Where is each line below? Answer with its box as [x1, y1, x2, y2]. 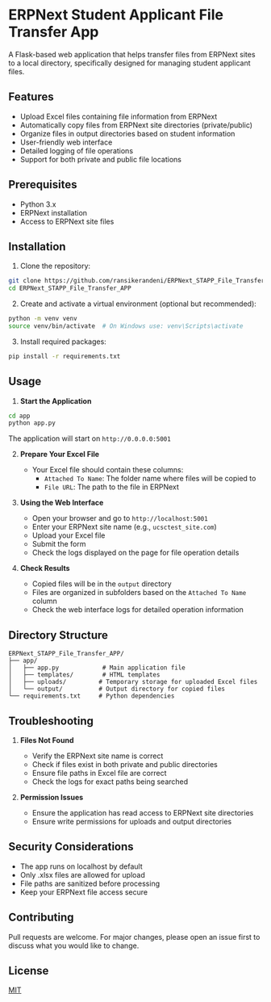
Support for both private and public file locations [19, 154, 181, 164]
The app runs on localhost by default [19, 862, 143, 871]
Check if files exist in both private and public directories [31, 759, 218, 769]
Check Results [19, 564, 70, 573]
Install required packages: [19, 337, 106, 346]
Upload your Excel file [31, 530, 106, 540]
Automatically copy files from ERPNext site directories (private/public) [19, 119, 252, 130]
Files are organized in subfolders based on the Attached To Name [31, 588, 247, 597]
